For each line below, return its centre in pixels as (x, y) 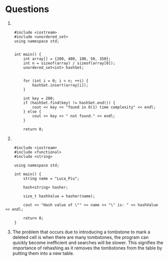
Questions (27, 9)
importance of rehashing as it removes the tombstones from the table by (87, 248)
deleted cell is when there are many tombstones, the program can (80, 237)
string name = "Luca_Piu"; (51, 179)
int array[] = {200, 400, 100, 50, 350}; (67, 59)
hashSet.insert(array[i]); (60, 85)
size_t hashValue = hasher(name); (59, 196)
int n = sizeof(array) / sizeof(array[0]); (69, 63)
